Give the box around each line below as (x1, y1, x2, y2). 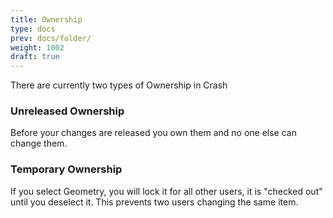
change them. (10, 137, 68, 150)
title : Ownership (10, 14, 83, 25)
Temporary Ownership (10, 162, 123, 176)
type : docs (10, 24, 56, 34)
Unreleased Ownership (10, 104, 125, 118)
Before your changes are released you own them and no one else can (10, 127, 297, 139)
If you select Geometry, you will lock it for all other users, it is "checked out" (10, 185, 323, 197)
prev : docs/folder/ (10, 33, 92, 43)
